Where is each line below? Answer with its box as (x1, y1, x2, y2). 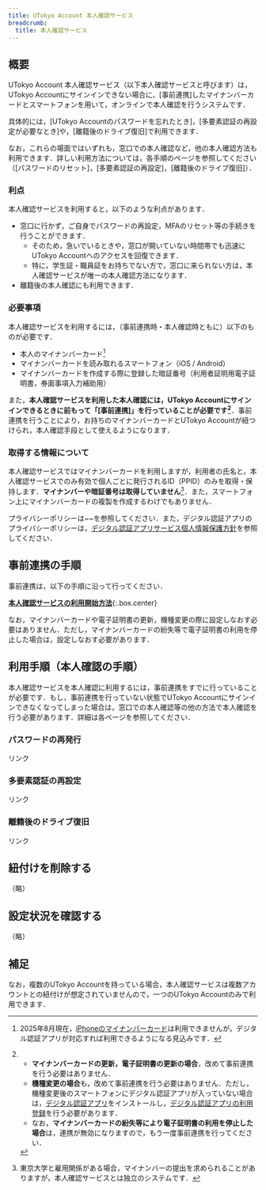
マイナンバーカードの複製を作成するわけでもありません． (28, 496, 216, 507)
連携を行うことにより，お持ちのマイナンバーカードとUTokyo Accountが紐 (8, 416, 249, 425)
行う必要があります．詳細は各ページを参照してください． (8, 712, 196, 721)
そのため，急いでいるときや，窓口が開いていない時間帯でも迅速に (31, 241, 246, 250)
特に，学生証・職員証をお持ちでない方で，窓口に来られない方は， (31, 260, 247, 270)
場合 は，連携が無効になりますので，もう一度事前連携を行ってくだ (31, 1128, 246, 1137)
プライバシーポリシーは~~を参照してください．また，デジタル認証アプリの (8, 514, 253, 523)
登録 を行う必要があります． (31, 1108, 123, 1117)
